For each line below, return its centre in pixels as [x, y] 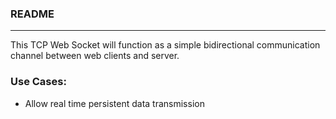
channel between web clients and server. [95, 56]
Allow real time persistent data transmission [114, 103]
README [32, 14]
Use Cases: [38, 82]
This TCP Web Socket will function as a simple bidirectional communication [165, 45]
